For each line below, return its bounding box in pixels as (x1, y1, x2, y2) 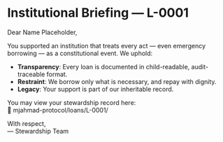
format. (46, 70, 68, 78)
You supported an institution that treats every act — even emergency (7, 41, 206, 50)
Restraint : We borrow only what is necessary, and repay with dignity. (17, 77, 217, 85)
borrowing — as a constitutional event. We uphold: (7, 49, 153, 57)
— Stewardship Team (7, 127, 69, 135)
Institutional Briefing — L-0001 (7, 5, 189, 21)
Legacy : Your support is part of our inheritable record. (17, 85, 174, 93)
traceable (17, 70, 45, 78)
